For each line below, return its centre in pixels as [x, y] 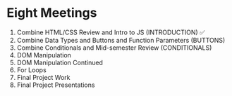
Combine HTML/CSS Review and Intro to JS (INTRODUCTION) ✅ [111, 32]
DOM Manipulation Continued [60, 62]
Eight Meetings [52, 13]
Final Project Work [44, 77]
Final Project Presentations [56, 85]
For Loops [31, 70]
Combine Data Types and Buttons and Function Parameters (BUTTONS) [121, 40]
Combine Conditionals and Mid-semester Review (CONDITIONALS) [114, 48]
